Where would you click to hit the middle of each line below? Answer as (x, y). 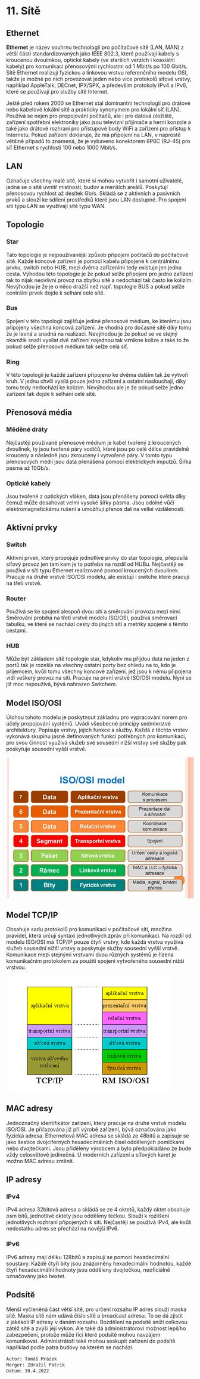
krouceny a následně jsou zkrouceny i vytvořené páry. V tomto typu (89, 455)
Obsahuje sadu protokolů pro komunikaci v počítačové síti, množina (89, 929)
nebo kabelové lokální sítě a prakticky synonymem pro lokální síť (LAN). (94, 109)
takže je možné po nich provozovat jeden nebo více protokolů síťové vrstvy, (99, 79)
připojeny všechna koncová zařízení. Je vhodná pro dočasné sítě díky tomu (99, 327)
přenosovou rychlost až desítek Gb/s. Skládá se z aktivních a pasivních (93, 193)
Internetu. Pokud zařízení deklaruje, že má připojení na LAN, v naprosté (93, 135)
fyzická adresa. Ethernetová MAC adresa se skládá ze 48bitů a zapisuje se (98, 1135)
